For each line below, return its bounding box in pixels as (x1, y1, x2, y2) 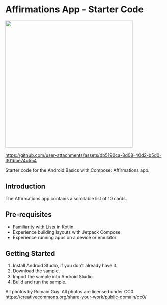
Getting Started (5, 249, 55, 258)
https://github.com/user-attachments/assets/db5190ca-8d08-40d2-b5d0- (5, 151, 162, 158)
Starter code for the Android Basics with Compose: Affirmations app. (5, 167, 150, 173)
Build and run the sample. (12, 279, 67, 285)
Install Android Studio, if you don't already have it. (12, 263, 118, 269)
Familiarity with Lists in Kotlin (12, 224, 74, 230)
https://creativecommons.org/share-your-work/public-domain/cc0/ (5, 294, 147, 300)
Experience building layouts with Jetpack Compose (12, 229, 121, 235)
